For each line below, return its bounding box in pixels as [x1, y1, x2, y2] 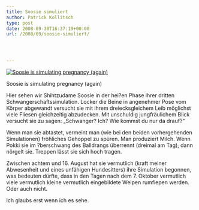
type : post [6, 20, 34, 26]
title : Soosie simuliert [6, 8, 68, 15]
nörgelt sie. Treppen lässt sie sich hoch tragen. [6, 148, 122, 155]
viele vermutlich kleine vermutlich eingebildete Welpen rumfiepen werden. [6, 179, 190, 186]
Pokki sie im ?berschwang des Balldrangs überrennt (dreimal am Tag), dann [6, 142, 194, 149]
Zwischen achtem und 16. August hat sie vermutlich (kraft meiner [6, 160, 167, 167]
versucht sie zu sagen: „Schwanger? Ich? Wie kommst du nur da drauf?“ [6, 118, 185, 125]
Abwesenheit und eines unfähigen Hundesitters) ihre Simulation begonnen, [6, 166, 192, 173]
